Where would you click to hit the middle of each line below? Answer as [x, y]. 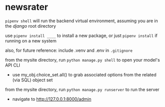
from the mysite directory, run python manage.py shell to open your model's [82, 60]
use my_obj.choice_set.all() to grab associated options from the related [84, 74]
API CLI [13, 65]
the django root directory [31, 26]
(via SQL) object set [32, 80]
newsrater [27, 7]
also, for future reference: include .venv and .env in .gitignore [69, 50]
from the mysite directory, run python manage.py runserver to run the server [82, 89]
